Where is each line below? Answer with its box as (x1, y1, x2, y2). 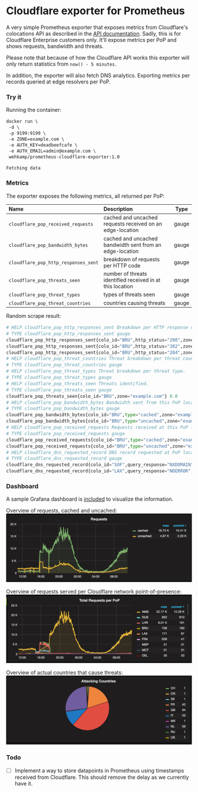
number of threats (103, 271, 147, 278)
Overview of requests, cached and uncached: (6, 507, 117, 514)
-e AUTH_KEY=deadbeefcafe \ (8, 142, 78, 149)
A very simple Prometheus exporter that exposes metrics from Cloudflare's (6, 24, 189, 31)
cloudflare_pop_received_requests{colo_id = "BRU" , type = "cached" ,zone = (6, 437, 181, 443)
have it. (14, 780, 33, 787)
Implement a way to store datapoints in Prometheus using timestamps (14, 767, 184, 774)
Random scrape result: (6, 313, 61, 320)
